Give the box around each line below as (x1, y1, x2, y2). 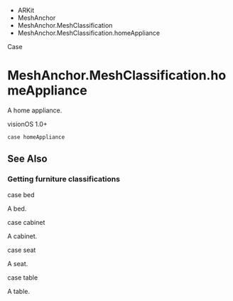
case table (7, 273, 38, 282)
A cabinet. (7, 231, 38, 241)
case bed (7, 190, 35, 199)
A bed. (7, 204, 27, 213)
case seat (7, 245, 36, 254)
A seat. (7, 259, 28, 268)
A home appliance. (7, 106, 63, 115)
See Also (7, 153, 48, 165)
